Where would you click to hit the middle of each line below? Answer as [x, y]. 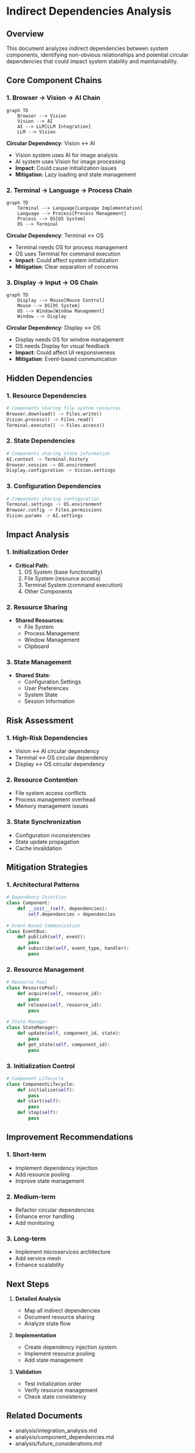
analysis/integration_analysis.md [56, 1430]
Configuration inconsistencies [53, 835]
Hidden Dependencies [50, 378]
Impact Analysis [38, 535]
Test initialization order [53, 1383]
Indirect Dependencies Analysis [89, 11]
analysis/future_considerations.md [58, 1443]
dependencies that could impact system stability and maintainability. [92, 61]
